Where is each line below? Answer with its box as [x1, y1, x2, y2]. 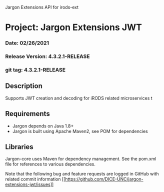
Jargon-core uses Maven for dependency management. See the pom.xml [5, 156, 156, 162]
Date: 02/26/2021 [5, 39, 49, 46]
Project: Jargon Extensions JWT [5, 22, 142, 33]
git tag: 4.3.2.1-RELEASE [5, 66, 66, 73]
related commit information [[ [5, 176, 65, 182]
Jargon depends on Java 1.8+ [12, 122, 74, 129]
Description [5, 82, 42, 90]
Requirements [5, 109, 50, 118]
